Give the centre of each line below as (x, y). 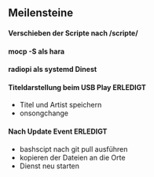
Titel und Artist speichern (60, 105)
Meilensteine (41, 13)
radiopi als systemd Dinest (53, 70)
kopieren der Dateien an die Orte (72, 157)
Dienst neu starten (49, 166)
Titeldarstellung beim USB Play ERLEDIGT (77, 87)
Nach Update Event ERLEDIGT (58, 131)
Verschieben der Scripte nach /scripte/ (73, 33)
